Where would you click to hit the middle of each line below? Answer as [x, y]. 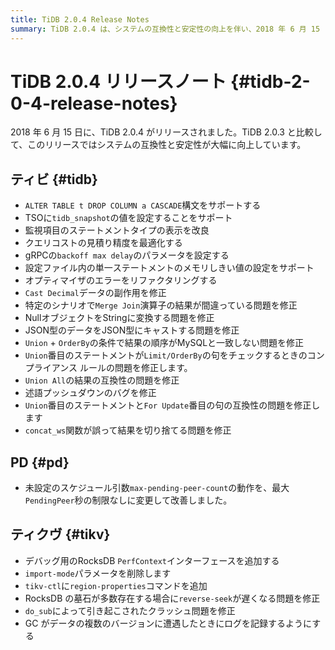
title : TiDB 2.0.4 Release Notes [80, 19]
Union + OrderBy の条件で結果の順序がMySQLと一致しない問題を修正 [164, 343]
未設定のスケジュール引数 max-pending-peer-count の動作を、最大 [157, 488]
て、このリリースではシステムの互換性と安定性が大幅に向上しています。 [158, 145]
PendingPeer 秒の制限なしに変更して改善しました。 [128, 500]
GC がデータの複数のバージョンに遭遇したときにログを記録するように [168, 623]
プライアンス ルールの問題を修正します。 [108, 368]
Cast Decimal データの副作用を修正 [95, 293]
